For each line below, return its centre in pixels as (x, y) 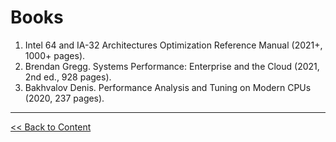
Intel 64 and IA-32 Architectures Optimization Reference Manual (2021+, (173, 45)
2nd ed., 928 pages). (68, 77)
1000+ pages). (55, 55)
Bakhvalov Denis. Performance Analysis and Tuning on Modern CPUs (168, 87)
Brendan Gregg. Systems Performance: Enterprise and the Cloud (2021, (172, 66)
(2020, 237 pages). (64, 98)
